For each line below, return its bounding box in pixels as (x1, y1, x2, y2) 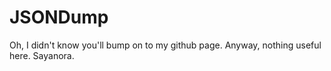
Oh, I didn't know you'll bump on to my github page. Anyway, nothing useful (9, 39, 322, 51)
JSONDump (9, 6, 109, 29)
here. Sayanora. (9, 49, 75, 61)
